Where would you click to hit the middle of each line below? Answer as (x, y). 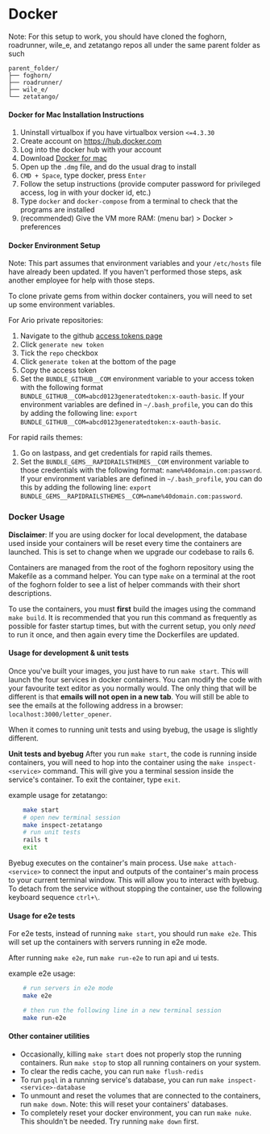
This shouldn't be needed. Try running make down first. (109, 1121)
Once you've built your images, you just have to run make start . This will (128, 670)
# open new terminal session (72, 817)
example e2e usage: (42, 973)
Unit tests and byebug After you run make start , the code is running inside (133, 754)
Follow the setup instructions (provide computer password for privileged (140, 184)
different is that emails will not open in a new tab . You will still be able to (129, 696)
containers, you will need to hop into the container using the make (116, 762)
